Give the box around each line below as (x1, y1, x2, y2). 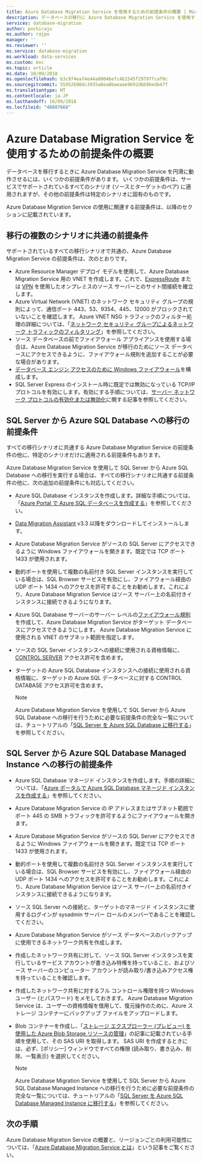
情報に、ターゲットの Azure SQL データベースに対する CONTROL (20, 675, 182, 682)
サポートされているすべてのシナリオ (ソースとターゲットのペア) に (22, 183, 186, 190)
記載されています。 (26, 211, 75, 218)
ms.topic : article (6, 64, 52, 71)
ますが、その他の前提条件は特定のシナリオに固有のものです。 (22, 190, 174, 198)
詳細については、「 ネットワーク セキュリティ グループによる (25, 321, 173, 328)
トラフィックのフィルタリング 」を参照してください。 (26, 328, 159, 335)
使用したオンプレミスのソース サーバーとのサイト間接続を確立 (39, 283, 194, 290)
